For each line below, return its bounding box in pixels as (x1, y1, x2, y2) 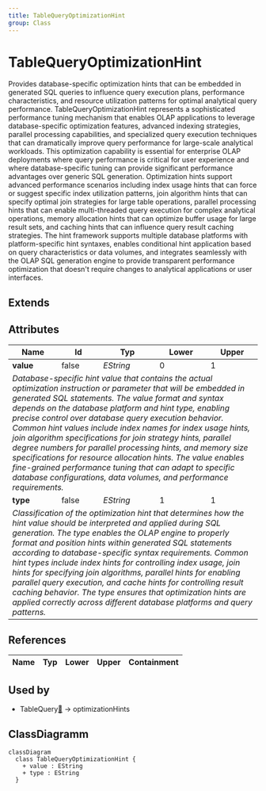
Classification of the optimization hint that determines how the (12, 507, 245, 518)
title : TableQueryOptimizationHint (8, 11, 126, 20)
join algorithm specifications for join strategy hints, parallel (12, 432, 231, 443)
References (8, 633, 66, 647)
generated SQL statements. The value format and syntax (12, 392, 224, 403)
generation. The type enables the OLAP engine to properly (12, 527, 230, 538)
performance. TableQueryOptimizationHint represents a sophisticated (8, 105, 236, 114)
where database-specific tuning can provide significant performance (8, 163, 234, 173)
